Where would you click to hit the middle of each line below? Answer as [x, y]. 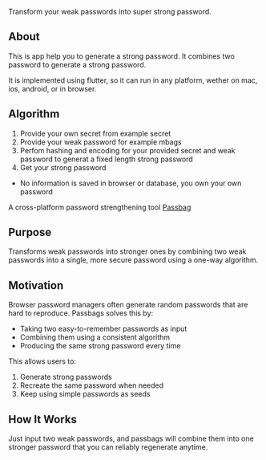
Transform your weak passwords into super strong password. [110, 12]
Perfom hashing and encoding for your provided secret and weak [127, 150]
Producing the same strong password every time [100, 346]
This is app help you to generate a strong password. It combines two [121, 56]
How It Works [43, 419]
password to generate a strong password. [77, 64]
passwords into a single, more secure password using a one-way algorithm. [133, 260]
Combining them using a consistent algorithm [95, 337]
